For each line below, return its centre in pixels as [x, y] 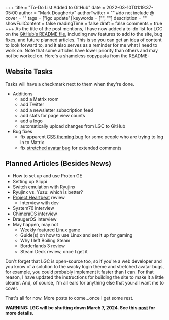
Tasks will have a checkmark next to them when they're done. [70, 84]
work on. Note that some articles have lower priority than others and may [82, 50]
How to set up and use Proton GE [47, 176]
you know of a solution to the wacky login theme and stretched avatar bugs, [85, 266]
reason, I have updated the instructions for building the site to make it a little [84, 277]
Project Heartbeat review [39, 197]
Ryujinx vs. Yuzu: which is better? [48, 192]
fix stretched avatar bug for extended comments [71, 148]
